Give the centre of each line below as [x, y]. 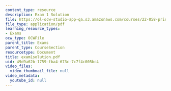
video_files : [19, 66]
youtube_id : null [28, 80]
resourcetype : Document [31, 52]
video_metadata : [22, 76]
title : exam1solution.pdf [33, 57]
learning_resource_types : [33, 29]
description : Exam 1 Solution [37, 15]
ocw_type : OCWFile [25, 38]
